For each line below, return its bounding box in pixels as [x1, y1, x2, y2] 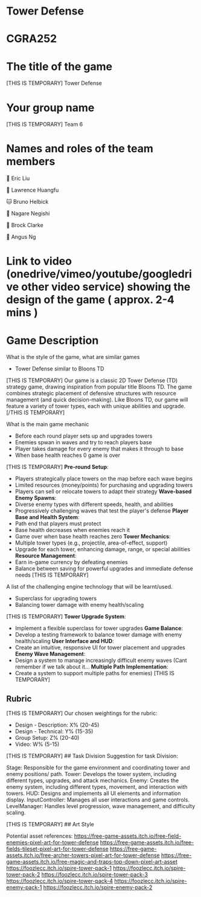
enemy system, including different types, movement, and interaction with [6, 783, 188, 791]
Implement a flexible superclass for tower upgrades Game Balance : [14, 624, 183, 632]
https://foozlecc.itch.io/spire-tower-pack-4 [6, 878, 113, 885]
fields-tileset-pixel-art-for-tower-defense [6, 845, 109, 853]
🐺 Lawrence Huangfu [6, 186, 59, 194]
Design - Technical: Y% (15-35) [14, 728, 94, 735]
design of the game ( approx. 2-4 [6, 293, 175, 306]
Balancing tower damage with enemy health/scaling [14, 601, 144, 609]
